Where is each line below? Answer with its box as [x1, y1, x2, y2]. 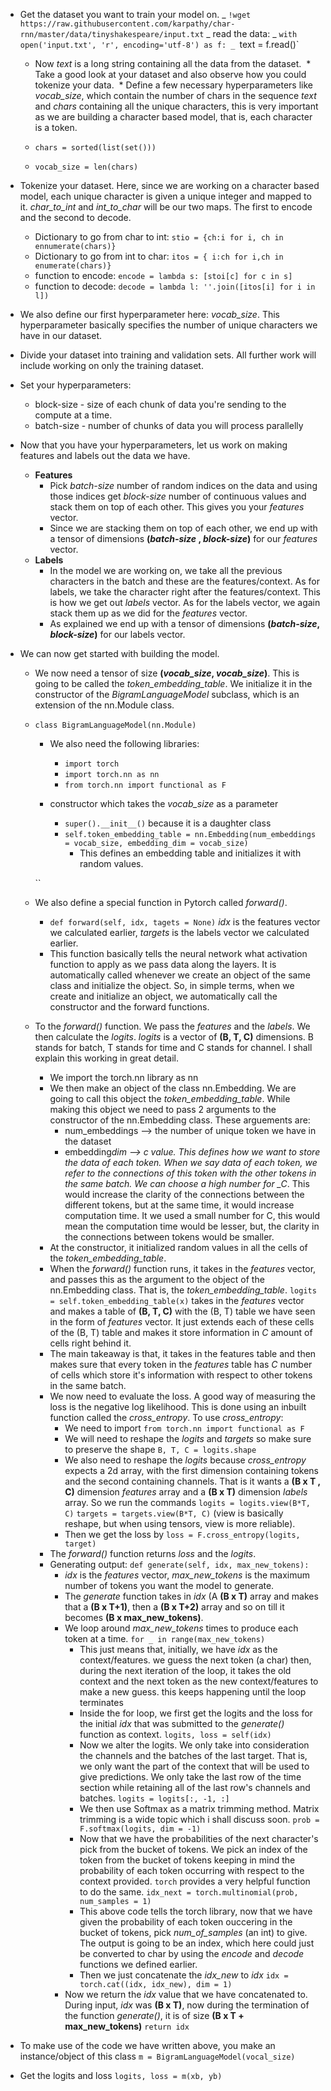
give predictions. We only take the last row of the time [79, 1771, 302, 1783]
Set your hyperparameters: [19, 379, 132, 391]
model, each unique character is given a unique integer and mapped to [19, 190, 312, 202]
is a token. [34, 122, 78, 133]
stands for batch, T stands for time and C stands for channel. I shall [34, 1042, 313, 1053]
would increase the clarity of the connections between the [64, 1189, 305, 1200]
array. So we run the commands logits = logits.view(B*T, [64, 1497, 311, 1508]
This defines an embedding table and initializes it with [79, 847, 302, 859]
